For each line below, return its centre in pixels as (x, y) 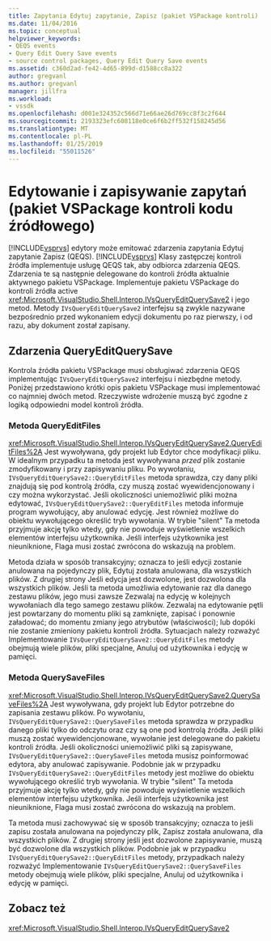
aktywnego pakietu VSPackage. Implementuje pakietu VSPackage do (124, 282)
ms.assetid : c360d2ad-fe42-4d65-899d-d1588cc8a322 (95, 69)
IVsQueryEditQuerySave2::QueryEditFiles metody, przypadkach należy (127, 857)
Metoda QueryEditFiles (55, 426)
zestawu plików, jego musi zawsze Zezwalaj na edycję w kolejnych (119, 596)
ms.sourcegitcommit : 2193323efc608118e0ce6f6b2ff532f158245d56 (117, 121)
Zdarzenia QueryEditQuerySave (91, 351)
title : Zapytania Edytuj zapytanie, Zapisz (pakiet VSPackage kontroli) (133, 16)
